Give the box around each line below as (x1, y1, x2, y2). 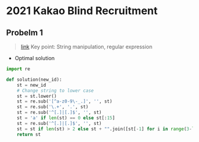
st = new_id (17, 82, 46, 88)
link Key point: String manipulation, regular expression (20, 43, 153, 50)
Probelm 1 (6, 28, 43, 38)
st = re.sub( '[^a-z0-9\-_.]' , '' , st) (17, 98, 113, 104)
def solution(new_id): (6, 77, 62, 82)
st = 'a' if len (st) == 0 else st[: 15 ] (17, 115, 115, 121)
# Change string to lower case (17, 87, 94, 94)
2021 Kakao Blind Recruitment (6, 4, 158, 18)
